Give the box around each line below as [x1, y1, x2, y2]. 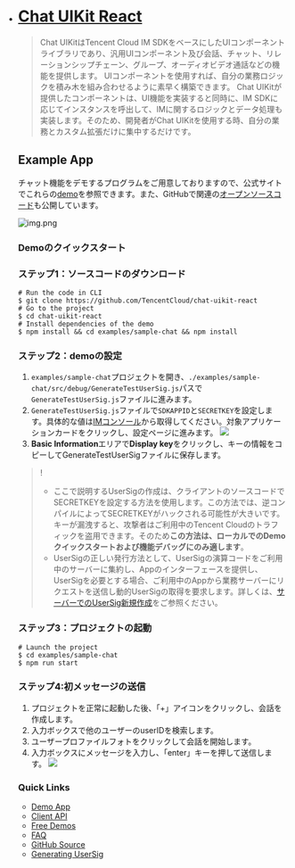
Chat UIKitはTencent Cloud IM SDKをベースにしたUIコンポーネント [39, 37, 285, 47]
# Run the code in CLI [17, 288, 102, 297]
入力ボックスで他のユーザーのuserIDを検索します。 [30, 724, 218, 735]
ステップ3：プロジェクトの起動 [17, 622, 152, 634]
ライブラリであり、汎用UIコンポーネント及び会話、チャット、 [39, 47, 266, 59]
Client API [30, 811, 68, 822]
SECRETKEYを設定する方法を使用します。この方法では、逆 [53, 497, 270, 508]
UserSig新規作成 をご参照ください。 [92, 598, 223, 608]
